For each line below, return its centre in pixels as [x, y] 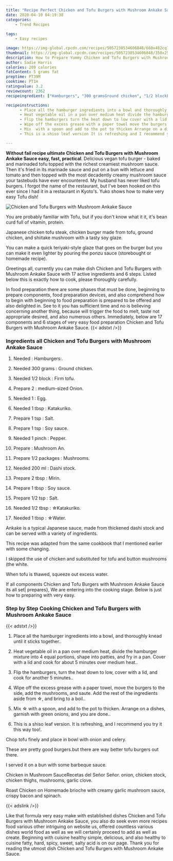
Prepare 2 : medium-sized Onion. [48, 388]
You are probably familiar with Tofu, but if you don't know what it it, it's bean [86, 217]
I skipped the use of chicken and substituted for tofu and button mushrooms [86, 559]
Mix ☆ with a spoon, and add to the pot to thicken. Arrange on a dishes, [89, 709]
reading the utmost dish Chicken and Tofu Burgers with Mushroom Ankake [85, 849]
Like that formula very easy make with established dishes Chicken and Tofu [86, 816]
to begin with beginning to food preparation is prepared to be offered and [83, 300]
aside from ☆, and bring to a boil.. [49, 699]
